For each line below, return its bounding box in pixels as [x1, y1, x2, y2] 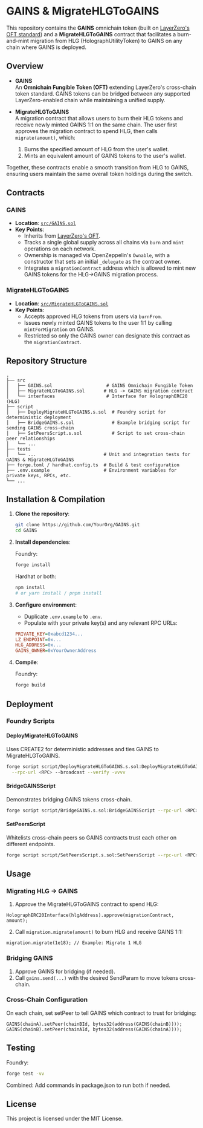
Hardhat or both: [14, 573, 56, 580]
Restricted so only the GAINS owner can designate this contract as [24, 331, 190, 339]
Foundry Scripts [6, 717, 55, 725]
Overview [6, 61, 44, 71]
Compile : [14, 659, 39, 666]
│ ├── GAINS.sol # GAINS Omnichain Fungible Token [6, 382, 193, 388]
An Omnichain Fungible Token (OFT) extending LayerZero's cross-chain [14, 83, 196, 91]
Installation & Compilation [6, 494, 106, 504]
